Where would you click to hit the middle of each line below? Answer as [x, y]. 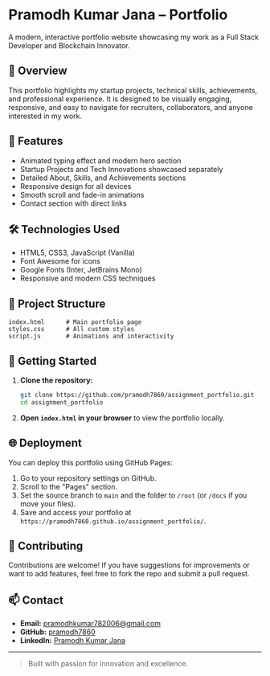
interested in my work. [45, 116]
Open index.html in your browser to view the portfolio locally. [122, 418]
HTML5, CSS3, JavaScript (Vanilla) [77, 253]
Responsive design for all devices [76, 186]
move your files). [48, 503]
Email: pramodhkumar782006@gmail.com [90, 624]
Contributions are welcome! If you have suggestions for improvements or [129, 565]
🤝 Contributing [46, 545]
